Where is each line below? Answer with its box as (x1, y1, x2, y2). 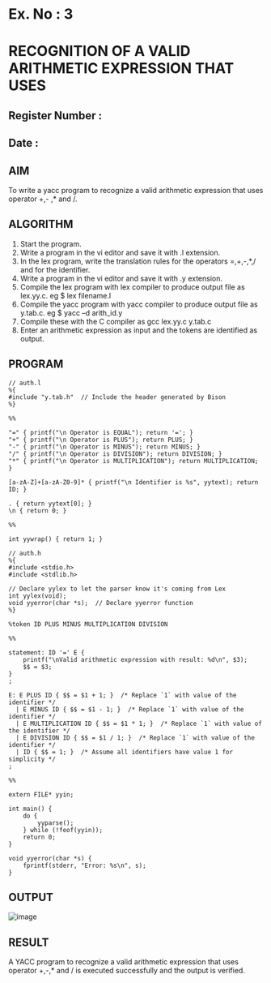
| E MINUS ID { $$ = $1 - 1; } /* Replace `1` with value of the (15, 705, 244, 714)
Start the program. (19, 238, 83, 248)
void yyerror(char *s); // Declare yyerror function (8, 599, 194, 607)
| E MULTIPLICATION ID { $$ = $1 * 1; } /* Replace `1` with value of (15, 719, 263, 728)
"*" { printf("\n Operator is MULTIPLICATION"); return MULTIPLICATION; (8, 457, 259, 465)
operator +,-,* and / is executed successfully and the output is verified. (8, 966, 245, 976)
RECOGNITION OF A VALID (8, 42, 191, 61)
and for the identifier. (19, 264, 91, 274)
